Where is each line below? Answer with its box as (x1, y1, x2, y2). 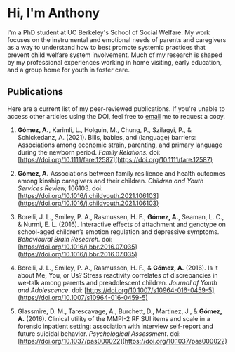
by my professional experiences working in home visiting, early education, (7, 58, 222, 66)
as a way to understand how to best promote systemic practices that (7, 43, 206, 51)
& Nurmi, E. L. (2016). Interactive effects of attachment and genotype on (17, 220, 226, 228)
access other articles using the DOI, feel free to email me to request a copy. (7, 112, 226, 120)
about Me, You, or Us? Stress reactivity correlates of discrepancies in (17, 270, 219, 279)
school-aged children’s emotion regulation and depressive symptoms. (17, 227, 220, 236)
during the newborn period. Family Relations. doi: (17, 148, 161, 156)
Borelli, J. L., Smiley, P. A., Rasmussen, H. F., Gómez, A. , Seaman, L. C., (17, 212, 224, 221)
